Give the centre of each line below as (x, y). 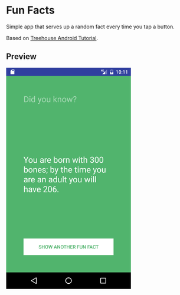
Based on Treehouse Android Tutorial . (52, 38)
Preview (22, 57)
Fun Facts (30, 10)
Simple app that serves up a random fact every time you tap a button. (91, 27)
